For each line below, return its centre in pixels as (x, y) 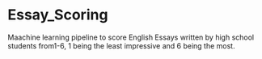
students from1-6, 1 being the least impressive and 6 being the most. (121, 45)
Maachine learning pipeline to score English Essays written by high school (131, 37)
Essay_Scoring (58, 15)
